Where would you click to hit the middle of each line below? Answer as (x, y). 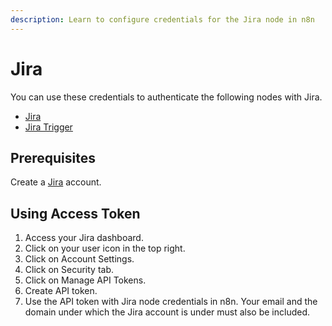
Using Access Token (75, 213)
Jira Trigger (48, 127)
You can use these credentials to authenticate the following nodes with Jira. (166, 97)
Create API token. (61, 291)
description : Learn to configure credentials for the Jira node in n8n (162, 19)
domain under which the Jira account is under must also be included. (167, 312)
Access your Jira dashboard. (84, 238)
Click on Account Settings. (79, 259)
